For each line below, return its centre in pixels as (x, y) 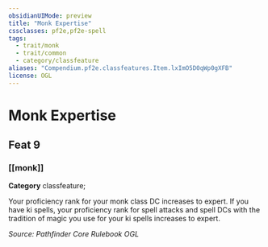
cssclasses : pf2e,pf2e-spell (57, 31)
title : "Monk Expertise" (50, 23)
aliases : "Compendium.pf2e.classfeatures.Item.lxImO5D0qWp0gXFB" (120, 68)
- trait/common (41, 53)
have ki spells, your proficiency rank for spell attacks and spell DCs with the (134, 209)
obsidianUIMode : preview (50, 16)
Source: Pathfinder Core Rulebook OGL (74, 233)
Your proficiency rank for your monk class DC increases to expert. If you (128, 201)
